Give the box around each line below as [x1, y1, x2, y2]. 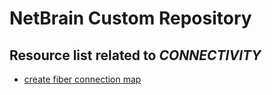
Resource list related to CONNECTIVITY [9, 47, 262, 64]
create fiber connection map [23, 73, 142, 85]
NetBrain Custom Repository [9, 7, 252, 30]
